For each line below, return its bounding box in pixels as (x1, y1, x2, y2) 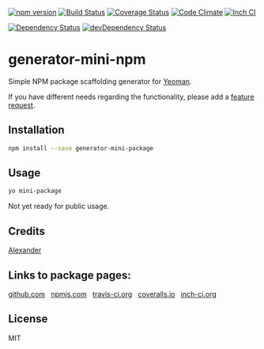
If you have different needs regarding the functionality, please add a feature (8, 92, 255, 101)
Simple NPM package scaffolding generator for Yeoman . (8, 76, 192, 86)
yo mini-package (8, 187, 62, 195)
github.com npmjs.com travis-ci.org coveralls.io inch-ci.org (8, 289, 217, 298)
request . (8, 100, 36, 110)
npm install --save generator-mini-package (8, 144, 154, 152)
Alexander (8, 245, 42, 255)
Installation (8, 123, 65, 137)
